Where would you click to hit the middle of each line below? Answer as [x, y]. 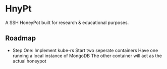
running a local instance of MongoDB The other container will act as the [87, 55]
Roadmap [21, 38]
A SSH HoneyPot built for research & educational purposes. [67, 22]
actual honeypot [29, 61]
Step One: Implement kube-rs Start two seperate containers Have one [85, 50]
